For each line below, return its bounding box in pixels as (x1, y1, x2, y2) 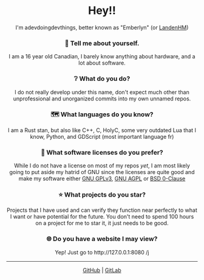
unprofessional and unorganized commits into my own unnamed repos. (13, 95, 191, 102)
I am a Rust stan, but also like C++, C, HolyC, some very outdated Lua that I (8, 126, 196, 134)
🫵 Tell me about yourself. (64, 39, 140, 47)
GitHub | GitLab (83, 266, 121, 274)
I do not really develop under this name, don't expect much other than (15, 88, 189, 96)
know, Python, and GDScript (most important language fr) (30, 133, 174, 140)
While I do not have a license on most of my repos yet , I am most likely (14, 162, 190, 169)
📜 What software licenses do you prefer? (40, 148, 164, 156)
